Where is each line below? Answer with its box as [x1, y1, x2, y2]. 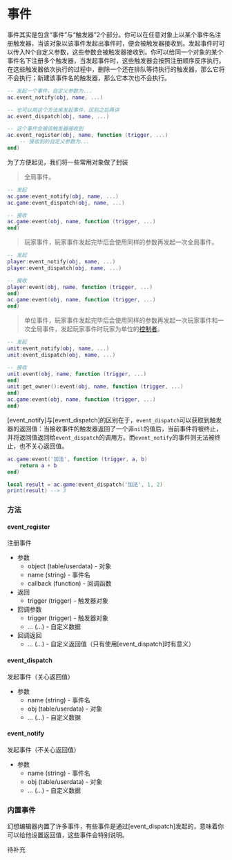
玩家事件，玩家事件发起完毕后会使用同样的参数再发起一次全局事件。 [23, 238, 218, 246]
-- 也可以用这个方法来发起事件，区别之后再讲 [7, 106, 119, 113]
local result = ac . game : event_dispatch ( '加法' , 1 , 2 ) [7, 481, 164, 488]
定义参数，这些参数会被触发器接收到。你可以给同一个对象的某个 [41, 48, 224, 56]
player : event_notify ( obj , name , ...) [7, 259, 116, 265]
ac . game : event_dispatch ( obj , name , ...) [7, 199, 126, 206]
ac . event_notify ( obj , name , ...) [7, 94, 104, 101]
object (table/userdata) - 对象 [27, 562, 112, 570]
